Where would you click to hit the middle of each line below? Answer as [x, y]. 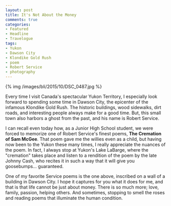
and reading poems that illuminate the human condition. [64, 198]
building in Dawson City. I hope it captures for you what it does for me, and [84, 182]
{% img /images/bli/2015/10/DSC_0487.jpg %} [54, 87]
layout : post [19, 10]
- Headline [17, 34]
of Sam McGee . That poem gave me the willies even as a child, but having [83, 139]
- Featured [17, 29]
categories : [18, 24]
